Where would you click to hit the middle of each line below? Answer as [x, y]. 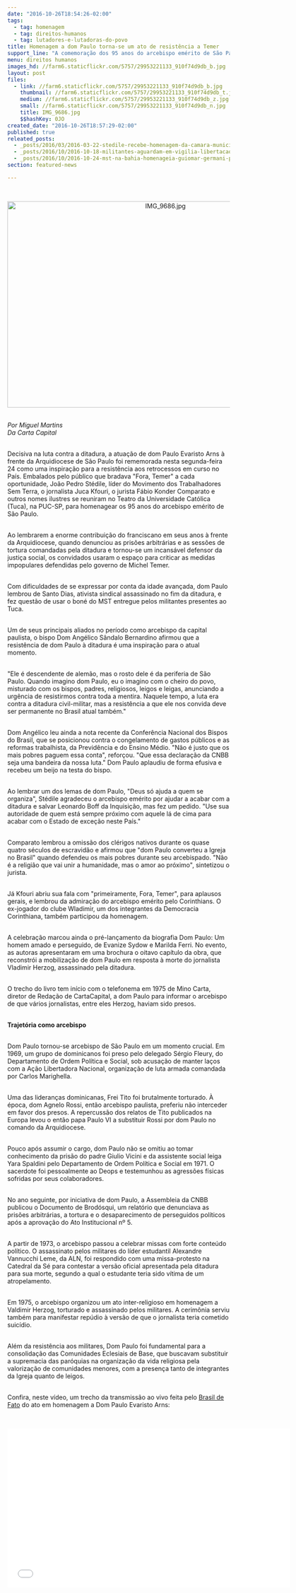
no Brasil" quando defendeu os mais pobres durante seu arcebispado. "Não [118, 857]
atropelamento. [29, 1281]
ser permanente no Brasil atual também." [67, 711]
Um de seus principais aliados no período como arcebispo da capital [107, 630]
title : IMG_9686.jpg [50, 112]
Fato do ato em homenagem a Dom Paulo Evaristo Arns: [89, 1404]
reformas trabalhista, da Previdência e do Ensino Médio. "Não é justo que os [118, 747]
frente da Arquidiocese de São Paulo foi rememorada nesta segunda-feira [115, 461]
